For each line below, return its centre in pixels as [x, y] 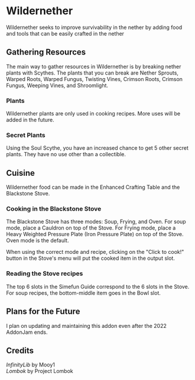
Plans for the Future [43, 312]
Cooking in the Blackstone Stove [54, 209]
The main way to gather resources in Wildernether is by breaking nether [94, 66]
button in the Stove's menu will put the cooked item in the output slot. [91, 258]
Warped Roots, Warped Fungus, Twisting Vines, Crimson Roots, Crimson [95, 79]
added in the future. [30, 120]
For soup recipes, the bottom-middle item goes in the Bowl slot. [84, 293]
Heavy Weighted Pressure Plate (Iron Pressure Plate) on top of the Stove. [95, 234]
